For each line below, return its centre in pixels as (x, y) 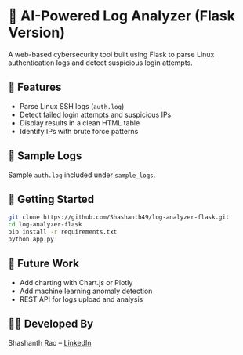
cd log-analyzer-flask (45, 225)
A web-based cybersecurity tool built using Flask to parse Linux (111, 54)
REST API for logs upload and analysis (81, 299)
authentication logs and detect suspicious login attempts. (101, 63)
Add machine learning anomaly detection (86, 291)
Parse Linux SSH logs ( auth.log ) (72, 106)
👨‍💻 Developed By (51, 324)
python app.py (31, 239)
